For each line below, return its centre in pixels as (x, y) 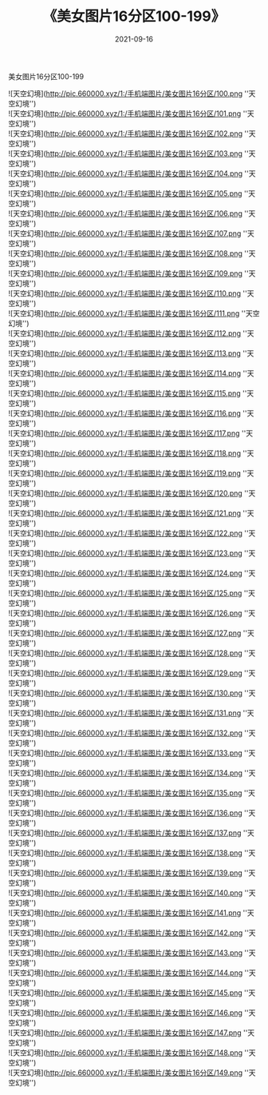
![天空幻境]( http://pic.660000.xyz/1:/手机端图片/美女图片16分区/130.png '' (128, 693)
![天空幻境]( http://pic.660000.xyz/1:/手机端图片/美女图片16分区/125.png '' (128, 593)
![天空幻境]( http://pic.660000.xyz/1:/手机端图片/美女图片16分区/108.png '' (128, 253)
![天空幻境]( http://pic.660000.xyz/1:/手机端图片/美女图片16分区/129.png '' (128, 673)
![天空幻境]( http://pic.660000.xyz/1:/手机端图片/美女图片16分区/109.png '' (128, 273)
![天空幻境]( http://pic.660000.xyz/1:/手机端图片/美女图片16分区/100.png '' (128, 94)
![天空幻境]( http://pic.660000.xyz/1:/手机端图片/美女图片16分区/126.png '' (128, 613)
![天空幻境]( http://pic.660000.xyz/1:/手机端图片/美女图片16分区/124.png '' (128, 573)
